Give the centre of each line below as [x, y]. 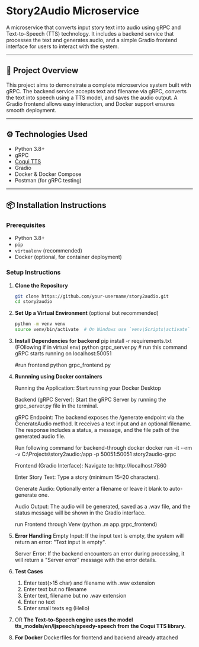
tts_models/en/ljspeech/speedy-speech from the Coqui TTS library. [100, 626]
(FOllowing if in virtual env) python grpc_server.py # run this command [101, 347]
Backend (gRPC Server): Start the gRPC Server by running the [90, 400]
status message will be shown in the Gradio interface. [80, 513]
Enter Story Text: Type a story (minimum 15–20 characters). [87, 477]
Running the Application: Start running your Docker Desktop [88, 388]
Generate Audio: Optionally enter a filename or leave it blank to [91, 489]
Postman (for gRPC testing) [48, 180]
